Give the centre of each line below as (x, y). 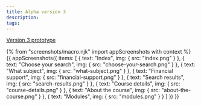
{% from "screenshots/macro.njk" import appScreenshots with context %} (99, 52)
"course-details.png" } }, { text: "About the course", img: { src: (83, 90)
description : (23, 17)
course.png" (22, 96)
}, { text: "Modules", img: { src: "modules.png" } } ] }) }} (110, 96)
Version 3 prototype (31, 40)
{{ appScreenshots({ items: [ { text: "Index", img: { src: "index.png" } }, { (96, 58)
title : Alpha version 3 (36, 12)
